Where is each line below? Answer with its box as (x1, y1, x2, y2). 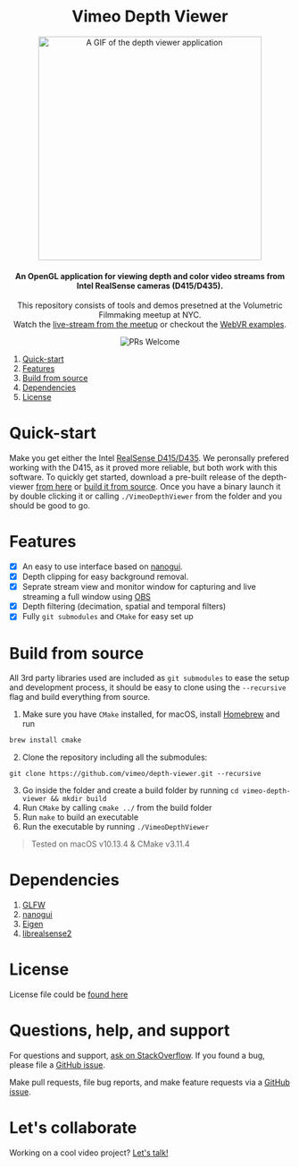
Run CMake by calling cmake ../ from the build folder (21, 803, 212, 813)
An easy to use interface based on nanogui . (21, 561, 183, 572)
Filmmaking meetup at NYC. (98, 310, 202, 320)
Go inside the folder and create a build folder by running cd (21, 785, 239, 796)
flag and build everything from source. (9, 692, 151, 703)
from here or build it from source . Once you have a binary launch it (35, 481, 281, 492)
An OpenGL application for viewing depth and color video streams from (14, 270, 286, 281)
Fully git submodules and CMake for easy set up (21, 611, 194, 622)
